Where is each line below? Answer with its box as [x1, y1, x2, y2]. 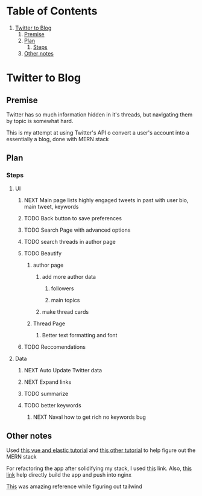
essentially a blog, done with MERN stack [6, 135, 109, 142]
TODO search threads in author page [24, 238, 116, 245]
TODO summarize [24, 390, 69, 397]
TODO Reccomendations [24, 343, 86, 351]
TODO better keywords [24, 401, 81, 409]
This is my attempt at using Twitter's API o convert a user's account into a [6, 129, 190, 136]
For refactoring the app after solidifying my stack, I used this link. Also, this [6, 465, 192, 472]
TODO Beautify [24, 249, 62, 257]
